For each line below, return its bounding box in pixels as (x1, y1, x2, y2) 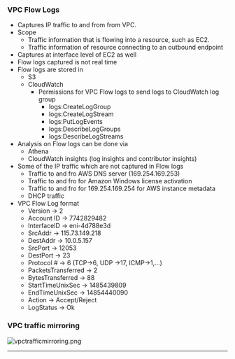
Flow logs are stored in (17, 65, 84, 74)
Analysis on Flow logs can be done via (17, 140, 128, 148)
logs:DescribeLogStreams (48, 132, 124, 141)
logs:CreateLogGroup (48, 103, 111, 111)
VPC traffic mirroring (7, 321, 80, 330)
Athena (27, 147, 49, 155)
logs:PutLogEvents (48, 118, 103, 126)
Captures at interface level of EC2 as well (17, 50, 137, 59)
